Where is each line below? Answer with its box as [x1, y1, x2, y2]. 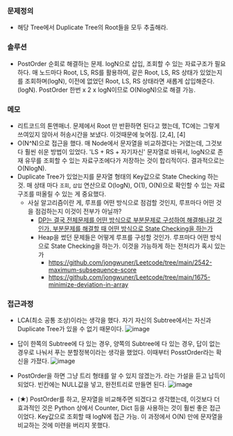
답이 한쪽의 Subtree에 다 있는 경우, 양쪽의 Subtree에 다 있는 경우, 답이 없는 [17, 339, 221, 348]
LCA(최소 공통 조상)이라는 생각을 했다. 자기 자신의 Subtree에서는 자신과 [17, 316, 212, 324]
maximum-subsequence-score [48, 265, 137, 274]
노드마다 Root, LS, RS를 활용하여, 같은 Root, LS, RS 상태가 [39, 68, 199, 76]
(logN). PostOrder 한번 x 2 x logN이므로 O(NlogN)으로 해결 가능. [17, 85, 196, 94]
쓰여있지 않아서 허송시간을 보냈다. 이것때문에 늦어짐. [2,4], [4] [17, 130, 186, 138]
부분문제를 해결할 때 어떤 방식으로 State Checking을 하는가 [53, 224, 214, 233]
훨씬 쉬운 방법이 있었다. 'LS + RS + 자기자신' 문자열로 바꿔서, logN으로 [24, 147, 216, 156]
